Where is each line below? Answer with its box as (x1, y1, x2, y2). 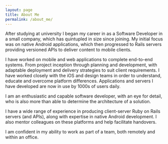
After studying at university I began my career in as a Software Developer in (5, 31, 163, 37)
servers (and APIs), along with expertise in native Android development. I (5, 114, 157, 120)
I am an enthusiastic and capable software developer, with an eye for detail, (5, 93, 162, 99)
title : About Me (5, 12, 39, 17)
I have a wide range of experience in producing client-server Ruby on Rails (5, 108, 160, 114)
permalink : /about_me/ (5, 17, 53, 22)
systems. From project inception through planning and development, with (5, 62, 157, 68)
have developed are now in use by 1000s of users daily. (5, 83, 121, 89)
